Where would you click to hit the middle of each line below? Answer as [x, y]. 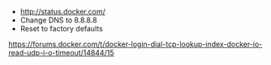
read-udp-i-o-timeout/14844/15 [61, 53]
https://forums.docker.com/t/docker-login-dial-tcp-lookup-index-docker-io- [135, 44]
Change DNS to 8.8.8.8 [58, 20]
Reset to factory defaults [61, 28]
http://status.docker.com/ [62, 12]
